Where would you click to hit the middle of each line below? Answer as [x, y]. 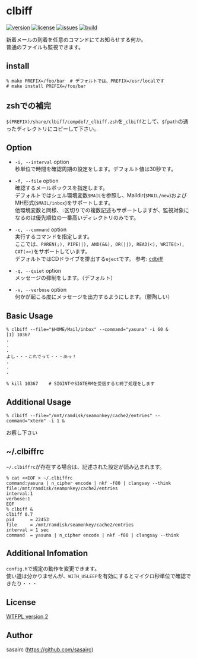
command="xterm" [26, 421]
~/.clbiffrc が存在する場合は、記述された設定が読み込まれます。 [85, 466]
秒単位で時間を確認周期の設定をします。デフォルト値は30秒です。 [96, 169]
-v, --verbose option [41, 290]
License [21, 602]
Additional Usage [39, 402]
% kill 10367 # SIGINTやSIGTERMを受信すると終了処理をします [81, 384]
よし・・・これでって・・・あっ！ [42, 357]
